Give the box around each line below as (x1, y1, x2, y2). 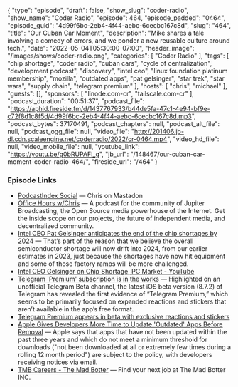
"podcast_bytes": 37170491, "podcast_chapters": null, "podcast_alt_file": (7, 120, 220, 128)
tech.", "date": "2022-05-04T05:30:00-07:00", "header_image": (7, 44, 195, 52)
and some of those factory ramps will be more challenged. (17, 259, 189, 268)
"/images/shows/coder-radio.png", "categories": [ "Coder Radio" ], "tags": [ (7, 51, 229, 60)
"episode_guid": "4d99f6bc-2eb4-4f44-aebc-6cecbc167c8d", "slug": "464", (7, 21, 231, 29)
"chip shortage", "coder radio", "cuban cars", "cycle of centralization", (7, 59, 212, 67)
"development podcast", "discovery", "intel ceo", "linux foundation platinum (7, 67, 228, 75)
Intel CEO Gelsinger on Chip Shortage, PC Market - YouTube (17, 267, 195, 276)
